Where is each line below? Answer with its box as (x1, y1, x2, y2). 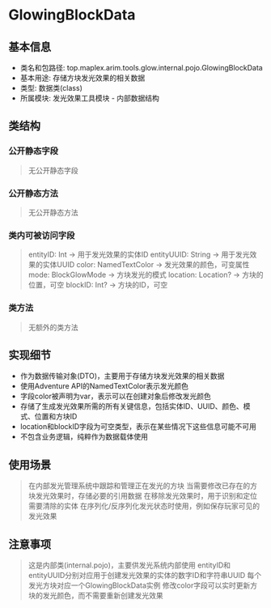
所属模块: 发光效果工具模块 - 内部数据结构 (19, 93, 160, 103)
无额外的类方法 (28, 322, 78, 332)
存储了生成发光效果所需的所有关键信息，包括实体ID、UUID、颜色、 (19, 402, 244, 411)
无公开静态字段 (28, 165, 78, 175)
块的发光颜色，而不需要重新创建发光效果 (28, 591, 163, 601)
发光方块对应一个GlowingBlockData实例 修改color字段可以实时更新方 (28, 580, 257, 590)
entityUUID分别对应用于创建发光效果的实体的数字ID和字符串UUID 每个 (28, 571, 262, 580)
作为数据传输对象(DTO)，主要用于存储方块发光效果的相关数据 (19, 371, 225, 381)
